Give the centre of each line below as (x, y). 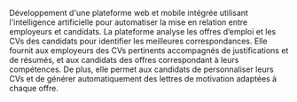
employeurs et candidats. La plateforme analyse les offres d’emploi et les (143, 31)
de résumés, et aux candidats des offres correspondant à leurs (124, 60)
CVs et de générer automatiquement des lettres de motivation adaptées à (143, 78)
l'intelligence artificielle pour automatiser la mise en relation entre (129, 22)
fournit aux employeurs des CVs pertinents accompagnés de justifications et (149, 51)
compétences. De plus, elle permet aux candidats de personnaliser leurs (141, 69)
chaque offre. (34, 88)
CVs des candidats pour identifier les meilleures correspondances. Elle (138, 41)
